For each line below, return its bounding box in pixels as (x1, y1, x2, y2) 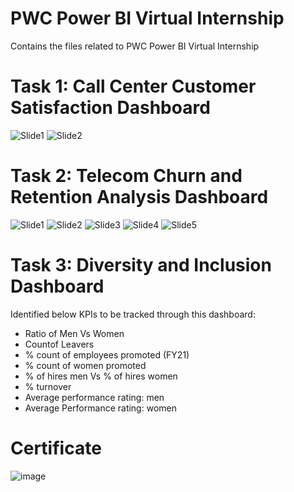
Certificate (10, 437, 102, 459)
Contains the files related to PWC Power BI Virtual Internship (10, 40, 260, 52)
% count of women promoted (24, 359, 147, 371)
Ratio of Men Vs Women (24, 327, 125, 339)
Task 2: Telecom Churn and (10, 165, 243, 187)
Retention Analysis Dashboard (10, 186, 269, 209)
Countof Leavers (24, 338, 95, 350)
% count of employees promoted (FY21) (24, 348, 190, 361)
